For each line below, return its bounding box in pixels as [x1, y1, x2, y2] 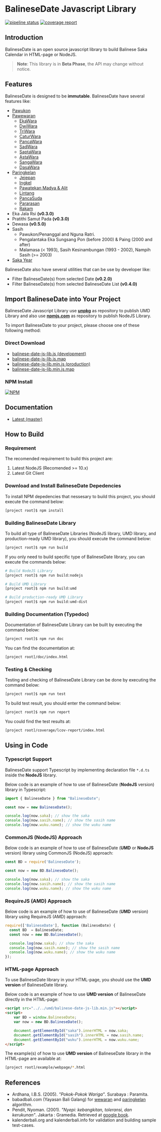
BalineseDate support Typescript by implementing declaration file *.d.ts [5, 767, 150, 773]
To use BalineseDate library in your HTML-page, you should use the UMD [5, 977, 151, 983]
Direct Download [5, 340, 45, 346]
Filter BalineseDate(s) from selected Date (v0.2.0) [12, 275, 112, 282]
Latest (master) [12, 416, 43, 422]
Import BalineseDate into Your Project [5, 295, 121, 303]
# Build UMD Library [5, 582, 47, 586]
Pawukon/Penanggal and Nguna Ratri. [19, 231, 95, 237]
